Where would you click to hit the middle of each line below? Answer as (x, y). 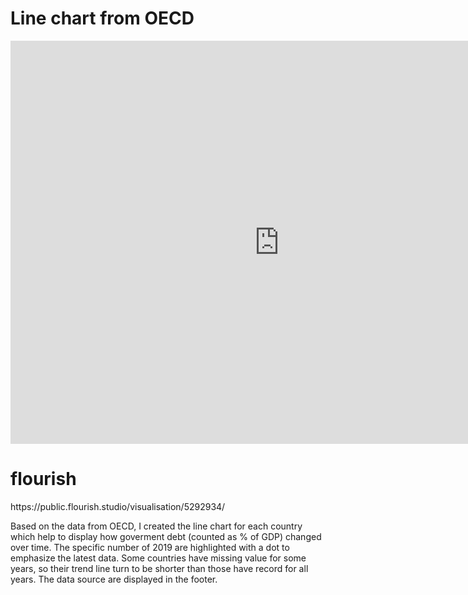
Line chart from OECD (102, 18)
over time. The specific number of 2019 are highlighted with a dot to (150, 547)
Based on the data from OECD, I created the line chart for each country (156, 526)
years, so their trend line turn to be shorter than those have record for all (159, 568)
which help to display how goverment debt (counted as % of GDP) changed (166, 536)
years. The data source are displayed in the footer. (114, 579)
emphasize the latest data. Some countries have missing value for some (158, 558)
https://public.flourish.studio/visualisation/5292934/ (118, 506)
